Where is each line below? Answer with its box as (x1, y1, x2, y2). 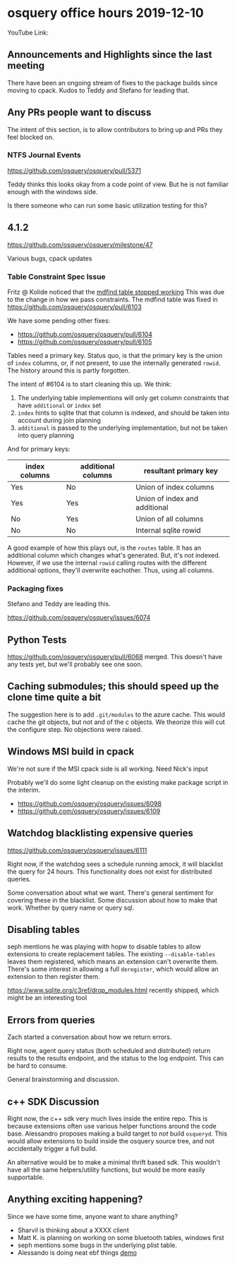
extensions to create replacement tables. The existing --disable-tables (7, 950, 216, 958)
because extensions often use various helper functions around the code (7, 1121, 217, 1130)
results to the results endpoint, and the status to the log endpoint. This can (7, 1054, 224, 1063)
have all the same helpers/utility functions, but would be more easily (7, 1165, 206, 1174)
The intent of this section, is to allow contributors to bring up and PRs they (7, 125, 223, 133)
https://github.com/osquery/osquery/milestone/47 (7, 240, 153, 248)
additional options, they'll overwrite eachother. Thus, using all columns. (7, 566, 214, 574)
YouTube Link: (7, 28, 49, 37)
